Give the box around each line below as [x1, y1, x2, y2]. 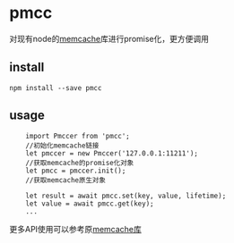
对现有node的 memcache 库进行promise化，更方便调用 [9, 33, 209, 44]
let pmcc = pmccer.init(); [25, 166, 126, 175]
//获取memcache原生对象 [25, 175, 106, 185]
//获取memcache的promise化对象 [25, 158, 134, 167]
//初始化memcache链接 [25, 141, 100, 150]
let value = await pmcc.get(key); [25, 199, 154, 208]
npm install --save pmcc [9, 83, 102, 92]
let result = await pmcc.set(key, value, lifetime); [25, 191, 227, 200]
